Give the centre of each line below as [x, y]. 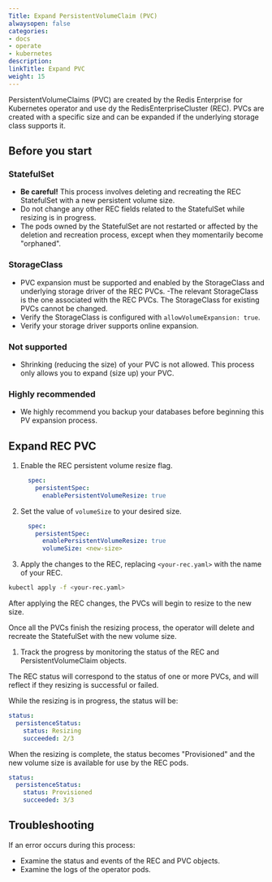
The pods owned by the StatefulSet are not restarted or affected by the [139, 226]
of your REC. [41, 573]
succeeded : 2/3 [49, 738]
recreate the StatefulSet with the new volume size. [93, 637]
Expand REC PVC [52, 446]
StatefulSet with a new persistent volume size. [97, 201]
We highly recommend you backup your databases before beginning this [142, 412]
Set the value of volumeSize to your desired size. [101, 511]
